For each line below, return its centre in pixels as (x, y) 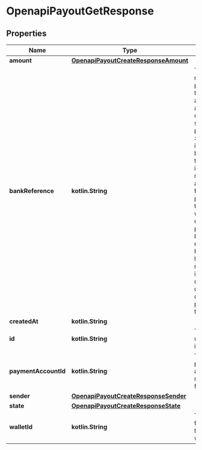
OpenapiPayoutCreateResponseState (126, 406)
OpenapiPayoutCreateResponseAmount (130, 60)
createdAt (24, 321)
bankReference (32, 191)
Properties (26, 33)
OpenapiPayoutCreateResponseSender (129, 396)
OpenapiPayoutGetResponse (80, 11)
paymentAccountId (38, 371)
